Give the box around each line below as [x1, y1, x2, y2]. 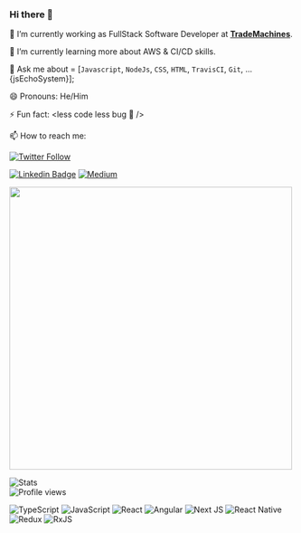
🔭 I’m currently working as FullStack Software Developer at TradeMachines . [9, 29, 294, 40]
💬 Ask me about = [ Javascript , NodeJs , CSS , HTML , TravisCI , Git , [9, 63, 244, 75]
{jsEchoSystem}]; [9, 73, 75, 84]
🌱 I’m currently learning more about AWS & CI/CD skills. [9, 46, 216, 57]
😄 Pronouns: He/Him [9, 90, 89, 102]
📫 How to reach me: [9, 130, 87, 141]
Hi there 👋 [9, 8, 54, 21]
